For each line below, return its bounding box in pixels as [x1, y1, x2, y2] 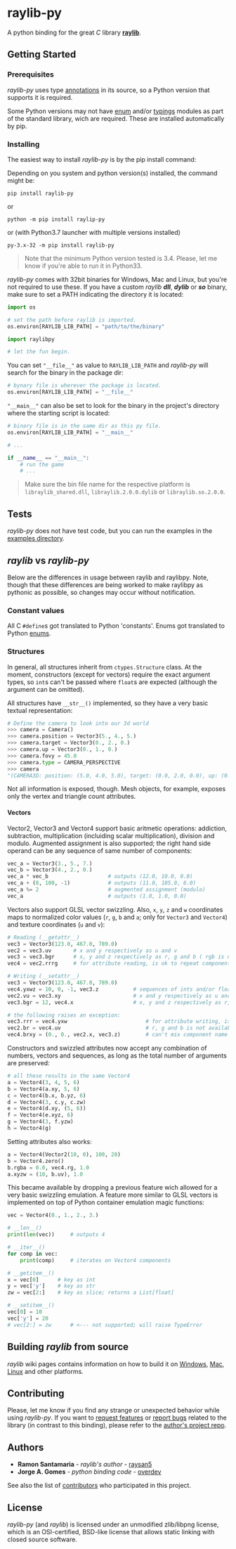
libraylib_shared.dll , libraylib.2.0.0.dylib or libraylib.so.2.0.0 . [24, 487, 225, 496]
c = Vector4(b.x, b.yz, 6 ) [7, 1092, 86, 1099]
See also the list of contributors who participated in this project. [7, 1481, 192, 1490]
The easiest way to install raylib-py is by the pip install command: [7, 155, 197, 163]
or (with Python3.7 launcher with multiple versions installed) [7, 228, 181, 236]
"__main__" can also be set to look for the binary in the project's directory [7, 401, 220, 410]
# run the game [20, 461, 65, 468]
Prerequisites [7, 70, 54, 79]
